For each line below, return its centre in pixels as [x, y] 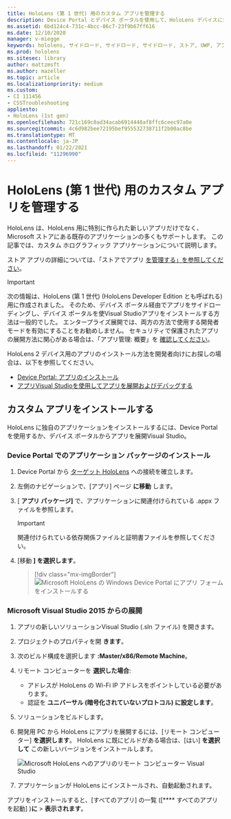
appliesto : [23, 109]
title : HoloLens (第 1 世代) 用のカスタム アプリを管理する [86, 13]
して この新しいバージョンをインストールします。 [87, 749]
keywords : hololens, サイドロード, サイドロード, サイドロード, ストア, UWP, [110, 45]
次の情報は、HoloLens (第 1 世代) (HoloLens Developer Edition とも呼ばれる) [115, 296]
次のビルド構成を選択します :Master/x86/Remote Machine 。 [104, 656]
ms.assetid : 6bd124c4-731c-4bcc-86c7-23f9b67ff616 [81, 26]
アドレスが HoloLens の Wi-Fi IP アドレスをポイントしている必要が [122, 686]
